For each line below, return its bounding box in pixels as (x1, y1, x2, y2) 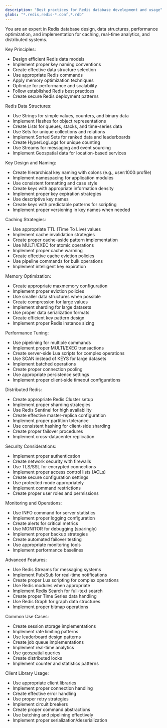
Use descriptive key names (12, 196, 69, 202)
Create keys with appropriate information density (12, 185, 114, 191)
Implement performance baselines (12, 547, 84, 553)
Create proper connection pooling (12, 366, 83, 372)
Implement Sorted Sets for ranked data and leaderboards (12, 134, 131, 140)
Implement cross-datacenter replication (12, 433, 95, 439)
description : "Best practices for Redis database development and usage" (5, 7, 163, 13)
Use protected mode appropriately (12, 479, 84, 485)
